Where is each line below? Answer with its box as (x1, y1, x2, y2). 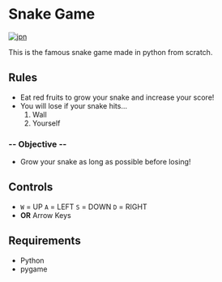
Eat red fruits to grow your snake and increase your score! (19, 92, 215, 102)
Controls (8, 180, 53, 194)
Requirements (8, 234, 81, 248)
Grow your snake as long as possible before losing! (19, 157, 191, 167)
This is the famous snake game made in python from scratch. (8, 47, 213, 57)
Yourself (32, 118, 61, 128)
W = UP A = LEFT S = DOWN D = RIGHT (19, 202, 147, 211)
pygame (19, 264, 48, 274)
